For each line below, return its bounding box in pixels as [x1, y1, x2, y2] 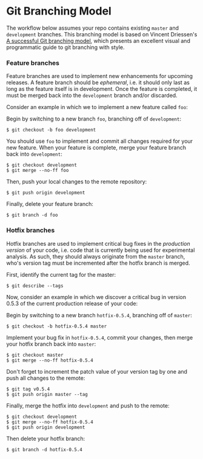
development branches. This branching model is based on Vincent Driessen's [6, 30, 198, 38]
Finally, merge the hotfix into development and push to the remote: [6, 401, 170, 409]
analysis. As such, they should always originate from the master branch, [6, 253, 185, 260]
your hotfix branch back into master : [6, 340, 96, 348]
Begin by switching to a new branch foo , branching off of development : [6, 115, 182, 122]
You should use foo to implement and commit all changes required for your [6, 137, 193, 145]
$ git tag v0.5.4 [6, 386, 50, 392]
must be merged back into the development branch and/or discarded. [6, 92, 178, 99]
